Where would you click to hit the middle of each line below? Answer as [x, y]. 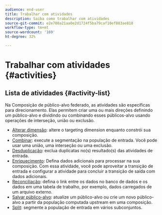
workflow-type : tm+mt [27, 28]
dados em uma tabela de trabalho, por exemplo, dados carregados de [82, 187]
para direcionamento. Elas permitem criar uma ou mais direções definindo [79, 110]
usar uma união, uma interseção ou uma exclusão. [62, 145]
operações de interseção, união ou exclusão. [50, 120]
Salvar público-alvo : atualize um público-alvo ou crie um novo [74, 197]
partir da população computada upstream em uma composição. [89, 202]
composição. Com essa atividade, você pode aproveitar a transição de [83, 166]
